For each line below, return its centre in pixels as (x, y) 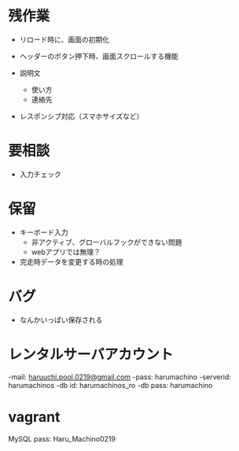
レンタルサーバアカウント (91, 354)
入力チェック (40, 174)
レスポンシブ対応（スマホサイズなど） (81, 116)
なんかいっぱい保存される (61, 320)
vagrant (34, 417)
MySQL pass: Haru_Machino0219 (62, 438)
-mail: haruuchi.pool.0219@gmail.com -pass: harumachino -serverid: (120, 377)
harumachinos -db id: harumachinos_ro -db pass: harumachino (110, 385)
